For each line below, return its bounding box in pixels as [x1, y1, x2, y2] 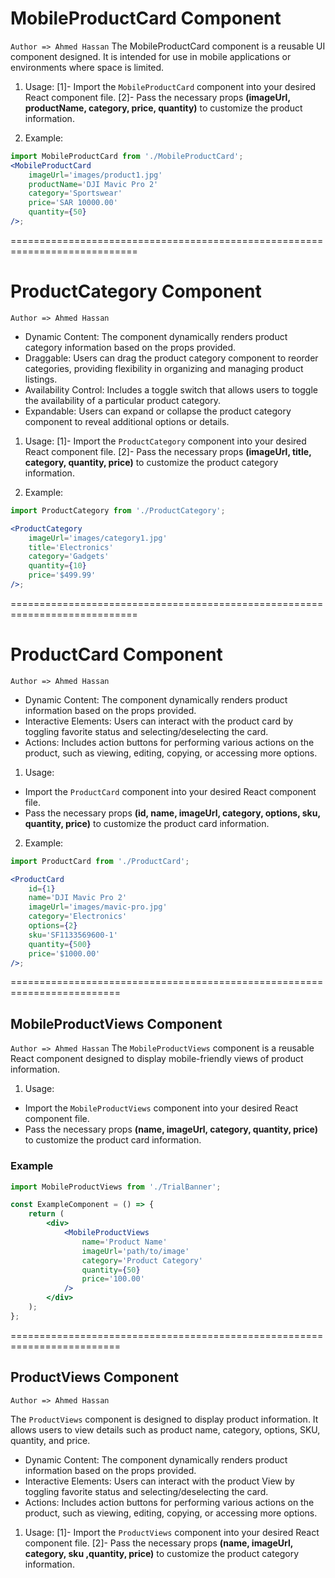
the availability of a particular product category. [24, 394, 221, 406]
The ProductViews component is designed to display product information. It [10, 1413, 319, 1425]
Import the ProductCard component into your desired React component [24, 785, 317, 797]
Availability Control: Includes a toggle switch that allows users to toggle [24, 383, 319, 396]
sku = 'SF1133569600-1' [28, 930, 118, 940]
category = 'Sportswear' [28, 188, 123, 199]
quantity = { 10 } [28, 561, 87, 571]
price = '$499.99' [28, 570, 97, 581]
